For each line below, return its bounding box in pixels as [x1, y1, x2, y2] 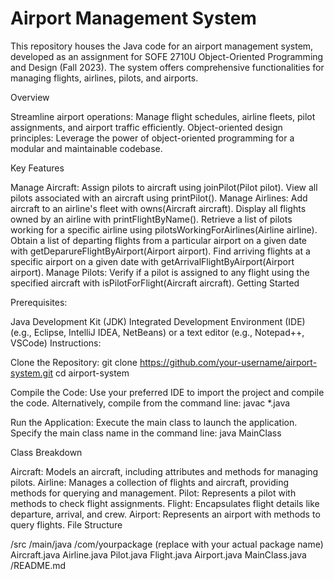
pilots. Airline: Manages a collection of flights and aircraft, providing [10, 476, 290, 488]
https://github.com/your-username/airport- [139, 356, 318, 368]
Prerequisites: [10, 296, 68, 308]
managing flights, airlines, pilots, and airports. [10, 72, 199, 84]
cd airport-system [55, 367, 130, 379]
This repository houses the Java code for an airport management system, [10, 40, 314, 52]
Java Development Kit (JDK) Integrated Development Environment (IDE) [10, 315, 306, 327]
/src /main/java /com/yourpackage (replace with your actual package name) [10, 538, 324, 550]
